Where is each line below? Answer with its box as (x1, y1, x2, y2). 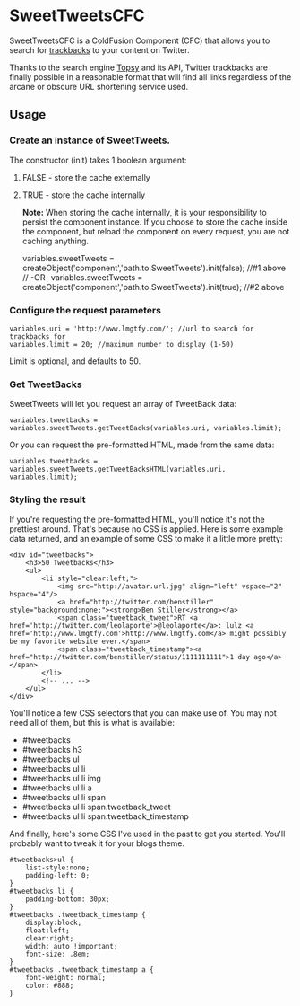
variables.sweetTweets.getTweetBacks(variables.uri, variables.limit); (9, 424, 282, 433)
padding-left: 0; (25, 870, 90, 880)
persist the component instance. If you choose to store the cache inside (21, 216, 288, 227)
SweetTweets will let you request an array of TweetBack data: (9, 399, 237, 410)
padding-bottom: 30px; (25, 895, 110, 904)
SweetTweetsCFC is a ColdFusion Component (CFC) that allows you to (9, 35, 270, 46)
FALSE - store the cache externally (21, 172, 150, 182)
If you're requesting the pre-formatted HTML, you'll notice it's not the (9, 514, 266, 525)
